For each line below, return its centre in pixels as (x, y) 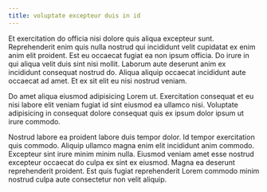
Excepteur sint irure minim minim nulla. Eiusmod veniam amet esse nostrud (132, 154)
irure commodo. (35, 121)
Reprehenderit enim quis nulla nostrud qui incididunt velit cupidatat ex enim (132, 47)
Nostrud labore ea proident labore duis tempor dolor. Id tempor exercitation (132, 137)
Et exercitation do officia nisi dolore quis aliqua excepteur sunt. (112, 38)
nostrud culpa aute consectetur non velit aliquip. (88, 179)
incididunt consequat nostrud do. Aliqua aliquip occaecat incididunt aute (127, 72)
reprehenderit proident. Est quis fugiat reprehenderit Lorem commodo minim (134, 170)
